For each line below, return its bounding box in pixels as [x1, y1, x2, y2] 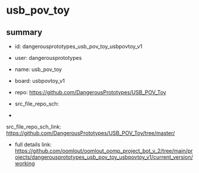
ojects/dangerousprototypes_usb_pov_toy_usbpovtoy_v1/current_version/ [14, 153, 193, 161]
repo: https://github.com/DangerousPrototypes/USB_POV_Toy [14, 89, 166, 95]
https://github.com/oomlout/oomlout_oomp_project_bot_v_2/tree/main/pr [14, 148, 193, 154]
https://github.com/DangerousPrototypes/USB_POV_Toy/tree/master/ [6, 130, 175, 136]
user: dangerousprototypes [14, 55, 82, 61]
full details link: [14, 141, 52, 148]
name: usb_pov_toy [14, 66, 62, 73]
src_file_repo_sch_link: [6, 123, 61, 130]
